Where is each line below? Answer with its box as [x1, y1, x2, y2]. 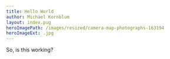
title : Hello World [6, 8, 54, 15]
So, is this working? [6, 46, 54, 53]
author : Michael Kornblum [6, 14, 69, 20]
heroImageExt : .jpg [6, 30, 54, 36]
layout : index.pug [6, 19, 51, 25]
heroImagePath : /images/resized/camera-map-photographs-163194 [6, 25, 165, 31]
